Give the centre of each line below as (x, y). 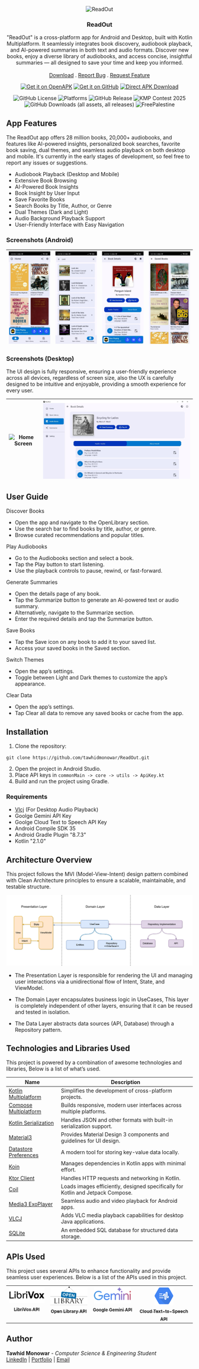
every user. (20, 390)
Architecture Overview (49, 860)
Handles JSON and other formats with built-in (117, 1120)
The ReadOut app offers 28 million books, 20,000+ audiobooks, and (89, 138)
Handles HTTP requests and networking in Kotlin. (121, 1178)
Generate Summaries (32, 582)
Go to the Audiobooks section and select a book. (74, 558)
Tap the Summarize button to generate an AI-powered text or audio (97, 600)
